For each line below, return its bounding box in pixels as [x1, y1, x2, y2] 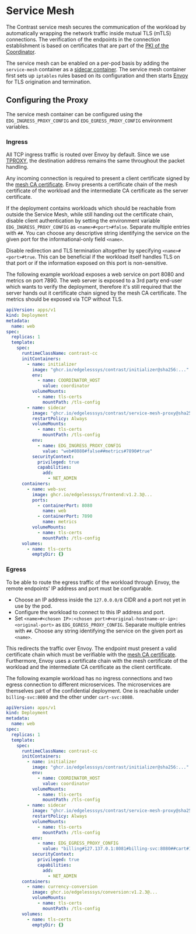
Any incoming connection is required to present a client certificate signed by [6, 175, 190, 182]
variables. [6, 123, 30, 130]
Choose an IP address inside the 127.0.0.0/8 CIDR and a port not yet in [14, 596, 186, 603]
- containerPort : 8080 [37, 503, 93, 508]
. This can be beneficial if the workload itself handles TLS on [34, 253, 180, 261]
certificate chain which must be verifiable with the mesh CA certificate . [6, 651, 177, 658]
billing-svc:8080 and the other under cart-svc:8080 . [6, 693, 134, 700]
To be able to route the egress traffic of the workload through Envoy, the [6, 579, 180, 586]
